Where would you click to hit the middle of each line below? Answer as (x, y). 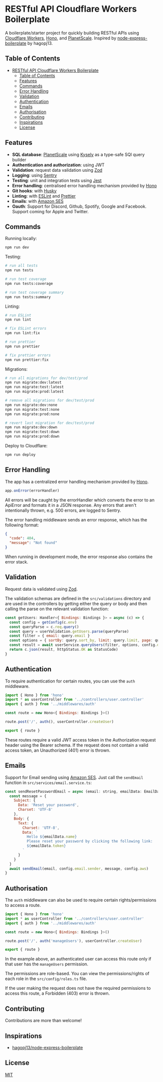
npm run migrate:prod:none (32, 414)
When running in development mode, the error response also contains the (79, 557)
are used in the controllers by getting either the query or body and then (76, 603)
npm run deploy (20, 455)
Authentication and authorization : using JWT (58, 165)
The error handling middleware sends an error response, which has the (76, 520)
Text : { (26, 823)
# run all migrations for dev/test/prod (47, 378)
